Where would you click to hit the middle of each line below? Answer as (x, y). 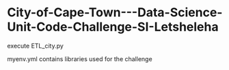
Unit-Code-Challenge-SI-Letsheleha (113, 27)
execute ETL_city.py (35, 46)
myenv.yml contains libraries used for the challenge (80, 58)
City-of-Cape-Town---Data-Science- (115, 13)
